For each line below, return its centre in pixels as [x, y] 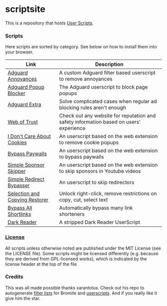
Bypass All [20, 208]
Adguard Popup [26, 87]
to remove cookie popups [89, 143]
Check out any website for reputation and [107, 116]
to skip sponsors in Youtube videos [100, 171]
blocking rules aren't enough [92, 108]
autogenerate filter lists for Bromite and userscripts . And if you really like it [81, 293]
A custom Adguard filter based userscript [107, 73]
